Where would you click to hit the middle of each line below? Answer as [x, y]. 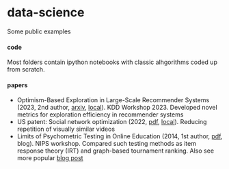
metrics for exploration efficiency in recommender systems [100, 114]
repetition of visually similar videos [66, 129]
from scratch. [26, 70]
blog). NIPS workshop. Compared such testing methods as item [107, 144]
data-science [46, 13]
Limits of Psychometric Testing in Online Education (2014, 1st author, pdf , [120, 136]
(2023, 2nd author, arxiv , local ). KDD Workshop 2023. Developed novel [117, 108]
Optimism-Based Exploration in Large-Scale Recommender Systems [113, 100]
